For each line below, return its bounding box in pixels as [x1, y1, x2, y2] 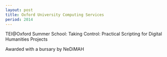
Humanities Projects [5, 36, 48, 42]
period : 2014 [5, 17, 33, 22]
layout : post [5, 7, 33, 13]
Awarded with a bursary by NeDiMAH [5, 46, 85, 52]
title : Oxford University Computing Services [5, 12, 104, 17]
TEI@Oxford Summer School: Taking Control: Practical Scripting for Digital [5, 31, 162, 37]
